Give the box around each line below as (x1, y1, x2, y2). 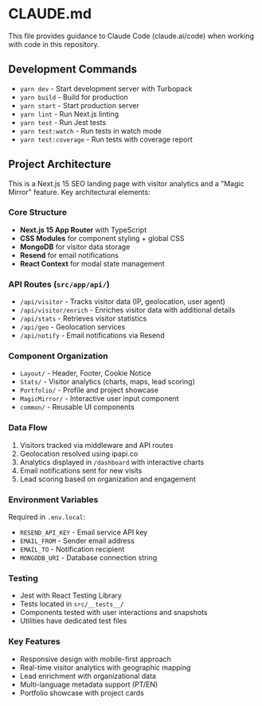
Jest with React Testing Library (19, 590, 122, 601)
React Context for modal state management (19, 259, 165, 268)
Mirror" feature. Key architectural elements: (8, 187, 151, 197)
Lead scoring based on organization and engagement (19, 474, 197, 484)
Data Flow (8, 423, 48, 434)
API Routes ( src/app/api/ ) (8, 278, 110, 290)
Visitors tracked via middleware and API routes (19, 440, 174, 450)
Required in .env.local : (8, 512, 86, 522)
